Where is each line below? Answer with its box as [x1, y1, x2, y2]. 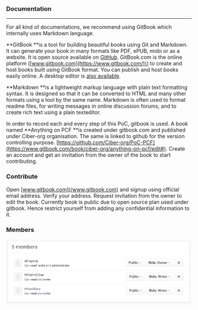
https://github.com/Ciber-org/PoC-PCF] [58, 139, 155, 146]
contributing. [6, 158, 37, 165]
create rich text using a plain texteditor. [6, 109, 101, 116]
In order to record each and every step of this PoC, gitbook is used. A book [6, 120, 189, 128]
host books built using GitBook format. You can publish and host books [6, 66, 179, 74]
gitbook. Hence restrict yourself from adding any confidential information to [6, 205, 190, 212]
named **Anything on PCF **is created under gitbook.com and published [6, 126, 186, 134]
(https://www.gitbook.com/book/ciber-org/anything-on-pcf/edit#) [6, 145, 166, 152]
